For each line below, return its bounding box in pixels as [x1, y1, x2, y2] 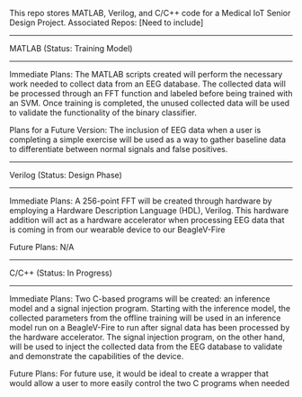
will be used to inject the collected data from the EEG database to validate [9, 341, 283, 352]
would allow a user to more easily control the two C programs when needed [9, 378, 290, 388]
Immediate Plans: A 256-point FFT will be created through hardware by [9, 195, 272, 206]
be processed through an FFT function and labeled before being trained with [9, 88, 293, 98]
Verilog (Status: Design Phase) [9, 170, 123, 180]
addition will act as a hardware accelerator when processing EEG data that [9, 215, 285, 225]
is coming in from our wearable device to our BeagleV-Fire [9, 224, 226, 235]
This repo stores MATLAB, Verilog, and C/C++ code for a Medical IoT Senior [9, 8, 291, 18]
